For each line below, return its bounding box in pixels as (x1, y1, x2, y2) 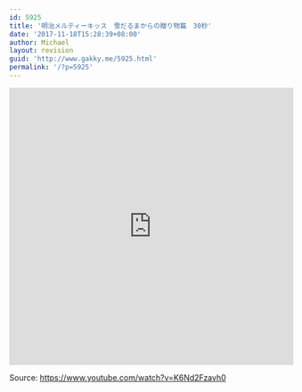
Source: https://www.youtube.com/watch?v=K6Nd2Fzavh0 (9, 372, 227, 383)
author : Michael (9, 37, 69, 47)
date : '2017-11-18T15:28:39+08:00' (9, 29, 142, 38)
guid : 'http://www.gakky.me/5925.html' (9, 54, 158, 63)
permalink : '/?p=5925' (9, 63, 94, 72)
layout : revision (9, 46, 74, 55)
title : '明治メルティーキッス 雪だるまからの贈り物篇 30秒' (9, 21, 212, 30)
